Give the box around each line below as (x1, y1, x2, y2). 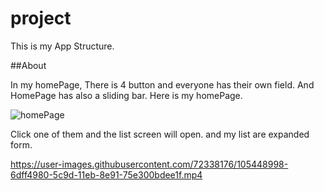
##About (10, 59, 47, 71)
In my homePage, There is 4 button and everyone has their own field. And (10, 78, 315, 91)
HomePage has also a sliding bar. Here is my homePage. (10, 89, 243, 101)
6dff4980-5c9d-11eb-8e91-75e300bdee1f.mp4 (10, 168, 203, 181)
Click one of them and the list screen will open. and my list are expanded (10, 128, 310, 140)
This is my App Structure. (10, 40, 115, 52)
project (10, 7, 72, 30)
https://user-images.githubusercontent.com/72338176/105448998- (10, 158, 289, 170)
